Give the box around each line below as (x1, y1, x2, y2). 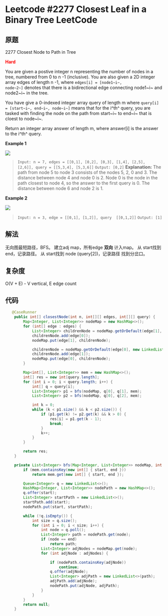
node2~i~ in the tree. (5, 90, 49, 96)
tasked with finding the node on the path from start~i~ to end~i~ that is (5, 111, 152, 116)
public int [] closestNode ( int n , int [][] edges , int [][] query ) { (14, 315, 155, 320)
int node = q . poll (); (40, 528, 86, 533)
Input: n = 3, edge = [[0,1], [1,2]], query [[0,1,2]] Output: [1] (17, 215, 162, 220)
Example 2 (5, 195, 27, 201)
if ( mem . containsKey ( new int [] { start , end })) (23, 467, 126, 472)
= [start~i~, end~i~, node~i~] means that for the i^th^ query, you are (5, 105, 151, 111)
